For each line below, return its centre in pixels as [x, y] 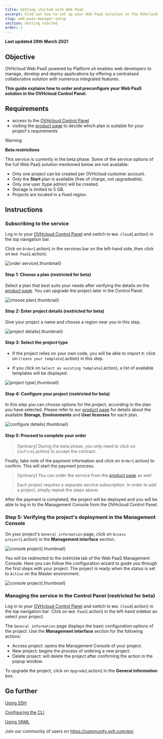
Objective [20, 57]
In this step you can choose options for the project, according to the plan [78, 405]
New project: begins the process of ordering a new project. [71, 651]
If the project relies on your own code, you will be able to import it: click [84, 353]
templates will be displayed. [40, 373]
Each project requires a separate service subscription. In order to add [87, 485]
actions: [13, 636]
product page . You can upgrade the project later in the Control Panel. [74, 291]
